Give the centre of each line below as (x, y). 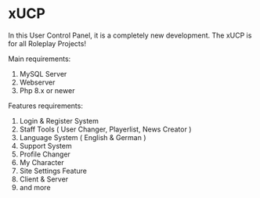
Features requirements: (46, 106)
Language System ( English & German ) (83, 137)
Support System (45, 146)
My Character (42, 162)
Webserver (37, 82)
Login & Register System (59, 121)
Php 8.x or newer (47, 90)
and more (35, 187)
